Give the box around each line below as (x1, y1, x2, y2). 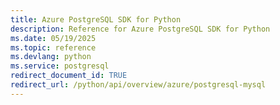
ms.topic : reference (10, 42, 97, 53)
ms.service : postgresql (10, 61, 110, 71)
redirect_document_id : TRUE (10, 71, 128, 81)
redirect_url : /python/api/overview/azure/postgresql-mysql (10, 80, 267, 90)
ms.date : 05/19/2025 (10, 33, 97, 43)
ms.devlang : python (10, 52, 92, 62)
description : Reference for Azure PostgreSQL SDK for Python (10, 24, 271, 34)
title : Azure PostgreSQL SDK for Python (10, 14, 182, 25)
